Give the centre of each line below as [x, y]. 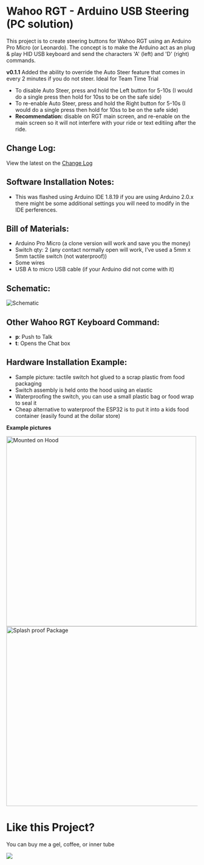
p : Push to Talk [34, 337]
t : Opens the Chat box [43, 343]
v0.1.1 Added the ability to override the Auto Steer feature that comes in [96, 72]
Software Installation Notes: [60, 182]
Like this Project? [51, 827]
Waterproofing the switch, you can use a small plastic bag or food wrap [104, 396]
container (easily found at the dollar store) [67, 415]
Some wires [30, 263]
